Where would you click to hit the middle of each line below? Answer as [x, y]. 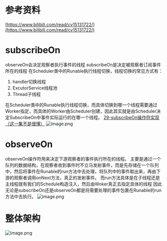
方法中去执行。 [21, 196]
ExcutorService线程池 [35, 88]
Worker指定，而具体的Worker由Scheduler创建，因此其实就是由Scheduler [81, 111]
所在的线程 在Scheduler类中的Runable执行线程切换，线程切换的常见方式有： [84, 71]
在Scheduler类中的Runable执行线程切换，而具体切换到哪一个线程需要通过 [81, 105]
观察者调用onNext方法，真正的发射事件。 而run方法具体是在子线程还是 [87, 177]
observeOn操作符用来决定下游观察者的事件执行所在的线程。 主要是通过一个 [83, 159]
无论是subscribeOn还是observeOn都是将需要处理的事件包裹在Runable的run [83, 190]
